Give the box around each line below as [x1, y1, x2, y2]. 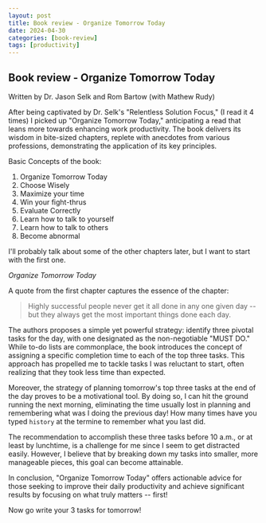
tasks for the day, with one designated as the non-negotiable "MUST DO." [8, 334, 251, 343]
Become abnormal [19, 231, 80, 240]
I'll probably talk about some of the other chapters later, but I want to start [8, 246, 251, 256]
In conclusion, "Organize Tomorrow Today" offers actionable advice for [8, 473, 242, 482]
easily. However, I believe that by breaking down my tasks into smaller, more [8, 449, 259, 459]
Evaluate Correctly [19, 205, 81, 215]
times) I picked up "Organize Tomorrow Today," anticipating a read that [8, 115, 241, 125]
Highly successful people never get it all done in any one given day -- [27, 301, 256, 310]
